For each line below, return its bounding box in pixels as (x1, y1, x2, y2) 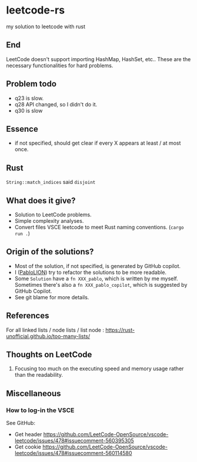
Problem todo (6, 79, 57, 89)
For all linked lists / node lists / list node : (6, 326, 105, 333)
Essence (6, 124, 38, 134)
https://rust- (105, 326, 135, 333)
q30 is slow (14, 107, 43, 114)
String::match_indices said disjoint (6, 179, 96, 186)
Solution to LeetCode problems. (14, 211, 92, 218)
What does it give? (6, 195, 76, 206)
